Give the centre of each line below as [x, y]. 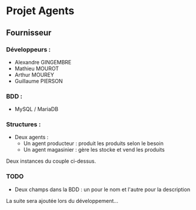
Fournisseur [29, 33]
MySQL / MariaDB [36, 109]
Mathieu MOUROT [37, 68]
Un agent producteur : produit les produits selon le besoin [93, 143]
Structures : [24, 124]
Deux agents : [31, 137]
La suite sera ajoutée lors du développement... [62, 201]
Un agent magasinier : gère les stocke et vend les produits [94, 150]
